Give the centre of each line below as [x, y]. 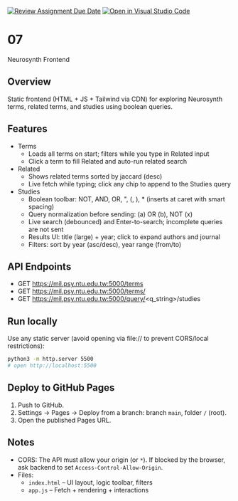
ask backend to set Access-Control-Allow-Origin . [90, 467]
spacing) [41, 206]
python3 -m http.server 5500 [50, 359]
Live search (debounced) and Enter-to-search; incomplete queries [125, 221]
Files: [26, 475]
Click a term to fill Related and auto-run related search [107, 161]
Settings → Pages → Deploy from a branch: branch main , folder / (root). [122, 412]
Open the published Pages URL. [64, 420]
